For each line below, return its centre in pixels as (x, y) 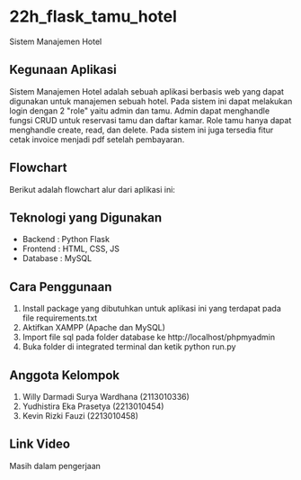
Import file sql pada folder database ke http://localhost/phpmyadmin (149, 337)
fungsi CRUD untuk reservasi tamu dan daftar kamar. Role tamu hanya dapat (150, 120)
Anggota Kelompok (64, 375)
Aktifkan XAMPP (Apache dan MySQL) (94, 328)
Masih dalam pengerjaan (55, 466)
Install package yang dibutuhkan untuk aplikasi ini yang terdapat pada (151, 309)
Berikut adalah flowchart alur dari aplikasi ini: (92, 189)
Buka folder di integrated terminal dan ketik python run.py (129, 347)
